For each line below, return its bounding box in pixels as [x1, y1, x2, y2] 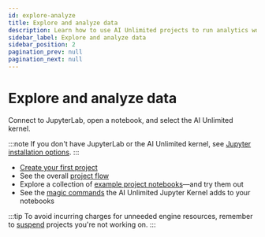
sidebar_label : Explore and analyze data [8, 33, 147, 42]
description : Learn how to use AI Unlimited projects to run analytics [8, 26, 248, 34]
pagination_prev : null [8, 48, 83, 56]
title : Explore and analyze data [8, 19, 118, 27]
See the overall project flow [19, 171, 109, 180]
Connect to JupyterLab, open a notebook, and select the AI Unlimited [8, 115, 233, 124]
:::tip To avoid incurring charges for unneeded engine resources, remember [8, 211, 253, 220]
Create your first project [19, 162, 99, 172]
